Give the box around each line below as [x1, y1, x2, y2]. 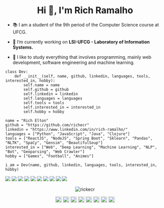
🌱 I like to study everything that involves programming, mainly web [12, 54, 152, 60]
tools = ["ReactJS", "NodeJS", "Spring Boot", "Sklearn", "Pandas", [5, 135, 153, 141]
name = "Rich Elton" [5, 118, 49, 123]
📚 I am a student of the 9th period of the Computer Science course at [12, 21, 159, 27]
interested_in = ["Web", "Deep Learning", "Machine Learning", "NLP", [5, 145, 157, 150]
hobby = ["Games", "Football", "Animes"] [5, 153, 94, 159]
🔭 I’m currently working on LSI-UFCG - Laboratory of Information [12, 39, 150, 45]
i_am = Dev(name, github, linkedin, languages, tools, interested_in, [5, 162, 157, 167]
